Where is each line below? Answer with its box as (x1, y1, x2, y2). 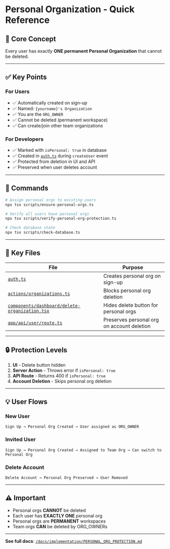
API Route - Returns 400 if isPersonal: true (12, 372, 106, 379)
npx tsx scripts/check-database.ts (5, 230, 80, 235)
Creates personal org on (103, 272, 161, 279)
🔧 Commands (5, 184, 49, 192)
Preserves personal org (103, 316, 159, 323)
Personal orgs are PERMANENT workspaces (12, 518, 106, 524)
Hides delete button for (103, 301, 158, 308)
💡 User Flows (5, 398, 48, 406)
